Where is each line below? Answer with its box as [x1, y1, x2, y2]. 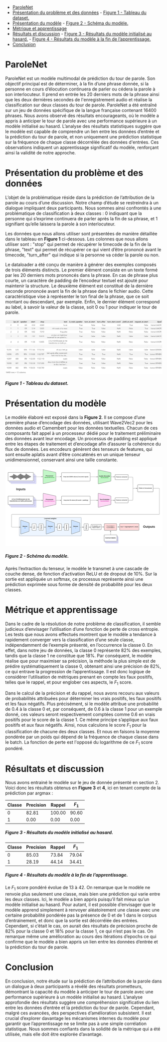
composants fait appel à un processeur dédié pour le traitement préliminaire [5, 430, 161, 436]
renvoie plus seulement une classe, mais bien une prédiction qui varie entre [5, 891, 161, 897]
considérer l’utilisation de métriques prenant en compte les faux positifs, [5, 674, 154, 680]
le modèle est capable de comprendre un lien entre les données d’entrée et [5, 128, 160, 134]
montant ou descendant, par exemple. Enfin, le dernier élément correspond [5, 298, 160, 304]
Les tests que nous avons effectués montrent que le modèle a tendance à [5, 632, 156, 638]
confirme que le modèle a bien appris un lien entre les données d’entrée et [5, 939, 158, 945]
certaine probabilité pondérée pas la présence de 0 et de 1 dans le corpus [5, 912, 157, 918]
